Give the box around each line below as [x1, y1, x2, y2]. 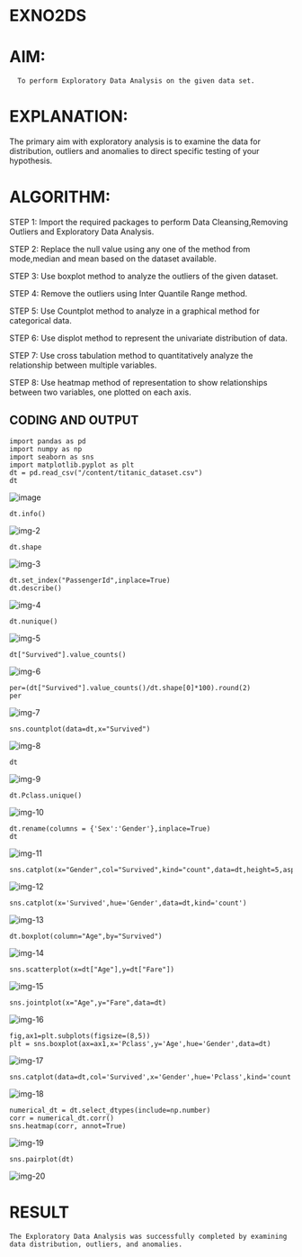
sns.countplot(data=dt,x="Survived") [9, 724, 151, 733]
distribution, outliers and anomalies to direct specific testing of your [9, 146, 260, 157]
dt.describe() [9, 583, 63, 593]
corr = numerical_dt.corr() [9, 1114, 115, 1123]
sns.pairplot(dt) [9, 1154, 75, 1163]
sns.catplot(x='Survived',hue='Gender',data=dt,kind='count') [9, 898, 247, 907]
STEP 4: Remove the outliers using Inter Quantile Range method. [9, 288, 248, 298]
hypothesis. [9, 155, 53, 167]
